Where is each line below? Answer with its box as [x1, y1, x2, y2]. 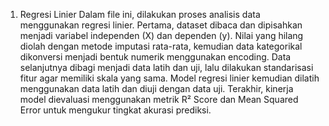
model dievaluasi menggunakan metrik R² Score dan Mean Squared [19, 94, 299, 105]
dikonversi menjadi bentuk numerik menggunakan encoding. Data [19, 51, 292, 63]
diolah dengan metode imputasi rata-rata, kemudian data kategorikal [19, 40, 303, 52]
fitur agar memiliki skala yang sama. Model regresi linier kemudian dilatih [19, 72, 320, 84]
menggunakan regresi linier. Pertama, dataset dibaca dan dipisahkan [19, 19, 303, 31]
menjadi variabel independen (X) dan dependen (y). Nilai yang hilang [19, 30, 304, 41]
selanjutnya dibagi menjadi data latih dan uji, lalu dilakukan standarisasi [19, 62, 314, 73]
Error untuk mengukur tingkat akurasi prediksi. [19, 104, 212, 116]
